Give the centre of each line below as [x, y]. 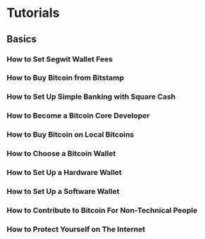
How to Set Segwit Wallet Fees [60, 59]
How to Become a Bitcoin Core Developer [78, 116]
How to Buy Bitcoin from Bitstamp [66, 78]
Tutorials [33, 13]
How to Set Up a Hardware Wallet [64, 173]
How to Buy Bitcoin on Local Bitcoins [70, 135]
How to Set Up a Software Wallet [63, 191]
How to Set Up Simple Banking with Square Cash [91, 97]
